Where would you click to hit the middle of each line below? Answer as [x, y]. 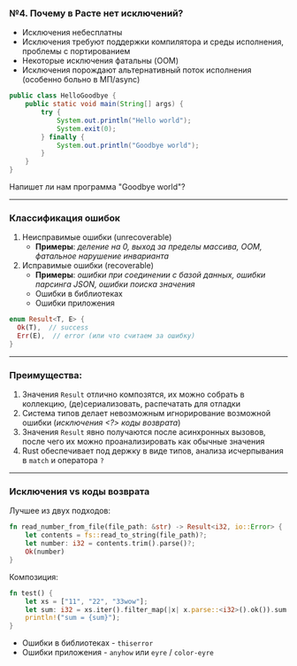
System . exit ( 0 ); [86, 128]
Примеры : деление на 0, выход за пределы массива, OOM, [148, 247]
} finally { [63, 137]
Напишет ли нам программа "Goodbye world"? [97, 187]
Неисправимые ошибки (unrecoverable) [97, 237]
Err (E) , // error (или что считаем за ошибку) [107, 336]
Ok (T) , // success [53, 328]
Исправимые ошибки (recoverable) [88, 266]
